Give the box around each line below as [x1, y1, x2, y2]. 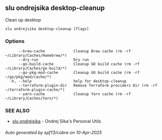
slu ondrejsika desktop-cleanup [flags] [5, 26, 90, 31]
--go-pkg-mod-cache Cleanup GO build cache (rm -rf [18, 70, 140, 75]
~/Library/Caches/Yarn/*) [5, 96, 58, 101]
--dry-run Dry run [18, 57, 90, 63]
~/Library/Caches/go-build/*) [5, 66, 67, 71]
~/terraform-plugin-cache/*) [5, 88, 65, 93]
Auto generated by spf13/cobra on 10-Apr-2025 [5, 130, 102, 135]
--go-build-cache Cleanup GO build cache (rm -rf [18, 62, 140, 67]
